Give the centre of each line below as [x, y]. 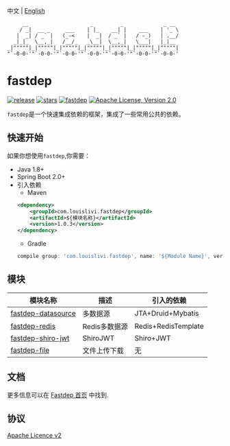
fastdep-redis [33, 326]
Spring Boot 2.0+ [41, 176]
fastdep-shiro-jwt [40, 338]
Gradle [37, 244]
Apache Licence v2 [34, 436]
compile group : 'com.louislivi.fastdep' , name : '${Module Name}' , [114, 257]
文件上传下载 [103, 351]
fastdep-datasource [43, 313]
